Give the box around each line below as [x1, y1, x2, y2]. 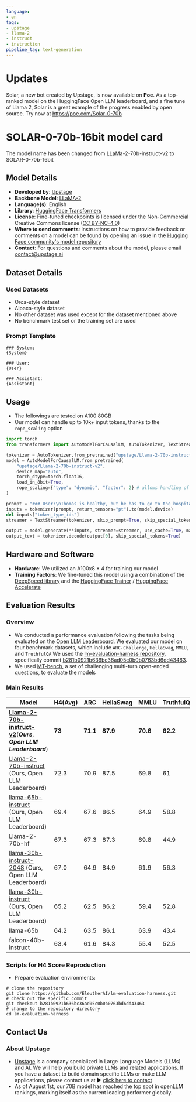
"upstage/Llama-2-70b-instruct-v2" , [16, 463, 106, 469]
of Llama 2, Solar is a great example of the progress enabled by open [6, 104, 172, 111]
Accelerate [14, 584, 41, 591]
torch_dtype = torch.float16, [16, 474, 85, 480]
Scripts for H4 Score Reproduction [6, 961, 106, 969]
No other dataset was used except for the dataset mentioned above [14, 311, 177, 318]
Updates [6, 71, 48, 85]
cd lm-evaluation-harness [6, 1011, 69, 1017]
